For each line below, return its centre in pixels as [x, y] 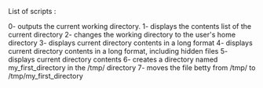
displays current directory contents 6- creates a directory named [113, 59]
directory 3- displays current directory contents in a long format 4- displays [130, 43]
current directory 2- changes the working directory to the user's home [122, 35]
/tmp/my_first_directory [46, 76]
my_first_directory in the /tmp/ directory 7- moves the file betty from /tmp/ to [132, 68]
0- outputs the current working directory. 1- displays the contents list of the [130, 26]
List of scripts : [32, 11]
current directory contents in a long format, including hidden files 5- [118, 51]
